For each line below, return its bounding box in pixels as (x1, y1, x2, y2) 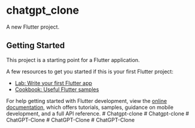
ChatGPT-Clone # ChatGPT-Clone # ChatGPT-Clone (6, 116, 135, 123)
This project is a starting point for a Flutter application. (6, 56, 140, 63)
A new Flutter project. (6, 23, 60, 30)
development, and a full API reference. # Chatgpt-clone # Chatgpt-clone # (6, 110, 190, 117)
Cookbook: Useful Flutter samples (14, 86, 99, 93)
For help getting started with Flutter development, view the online (6, 97, 167, 104)
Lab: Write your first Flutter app (14, 79, 93, 86)
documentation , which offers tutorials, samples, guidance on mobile (6, 104, 173, 111)
